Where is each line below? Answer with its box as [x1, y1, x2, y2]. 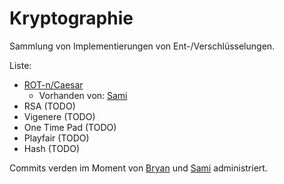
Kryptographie [9, 7, 134, 30]
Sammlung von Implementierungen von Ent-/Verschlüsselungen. [9, 40, 276, 52]
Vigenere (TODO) [23, 110, 96, 122]
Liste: [9, 59, 32, 71]
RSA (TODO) [23, 100, 76, 112]
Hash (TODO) [23, 142, 81, 154]
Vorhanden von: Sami [38, 89, 128, 101]
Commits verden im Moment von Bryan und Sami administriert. [9, 162, 268, 174]
